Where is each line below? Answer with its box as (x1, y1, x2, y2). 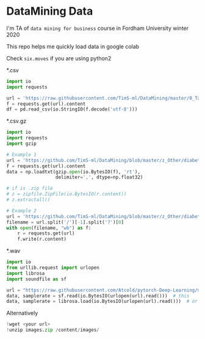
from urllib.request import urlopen (6, 264, 99, 271)
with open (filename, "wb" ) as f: (6, 225, 92, 231)
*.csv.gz (6, 117, 27, 125)
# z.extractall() (6, 197, 51, 203)
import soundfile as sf (6, 276, 67, 282)
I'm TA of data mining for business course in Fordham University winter (6, 24, 189, 32)
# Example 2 (6, 208, 37, 214)
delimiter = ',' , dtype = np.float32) (55, 174, 143, 181)
